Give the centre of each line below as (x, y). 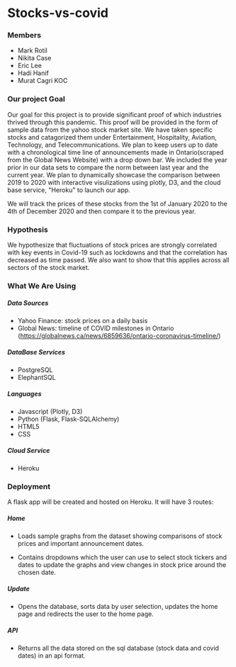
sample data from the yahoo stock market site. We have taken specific (110, 130)
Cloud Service (29, 450)
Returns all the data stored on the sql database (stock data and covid (118, 648)
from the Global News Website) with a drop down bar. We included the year (118, 159)
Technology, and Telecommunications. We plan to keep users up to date (113, 145)
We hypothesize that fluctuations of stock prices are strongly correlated (112, 245)
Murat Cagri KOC (43, 81)
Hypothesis (28, 230)
